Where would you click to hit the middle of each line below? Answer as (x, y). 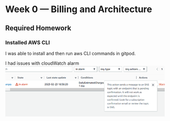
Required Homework (38, 28)
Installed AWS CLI (28, 43)
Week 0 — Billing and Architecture (79, 9)
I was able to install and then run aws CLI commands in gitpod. (71, 53)
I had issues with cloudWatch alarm (42, 63)
